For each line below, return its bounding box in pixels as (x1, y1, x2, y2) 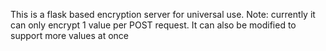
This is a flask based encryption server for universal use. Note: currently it (10, 9, 316, 20)
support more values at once (10, 30, 130, 41)
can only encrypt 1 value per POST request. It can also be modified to (10, 19, 297, 31)
